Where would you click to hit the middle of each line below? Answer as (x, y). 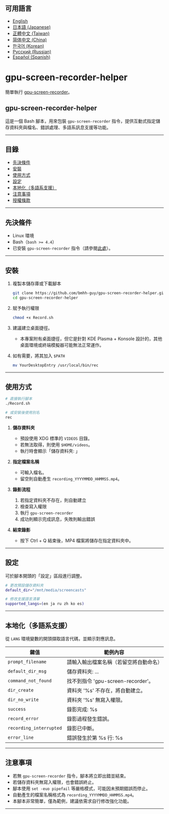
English (20, 21)
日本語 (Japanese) (32, 27)
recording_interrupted (35, 728)
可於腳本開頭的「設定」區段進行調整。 (45, 576)
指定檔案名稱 (26, 462)
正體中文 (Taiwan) (31, 33)
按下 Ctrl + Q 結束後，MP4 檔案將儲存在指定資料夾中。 (77, 540)
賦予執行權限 (26, 308)
